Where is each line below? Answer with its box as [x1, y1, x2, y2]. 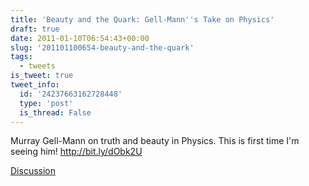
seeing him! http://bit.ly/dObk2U [10, 146, 143, 158]
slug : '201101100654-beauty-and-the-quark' [10, 42, 195, 53]
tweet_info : [10, 80, 60, 90]
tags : [10, 52, 33, 62]
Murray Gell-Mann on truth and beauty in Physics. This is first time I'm [10, 135, 300, 147]
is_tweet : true [10, 71, 74, 81]
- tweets [19, 61, 56, 71]
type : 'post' [19, 98, 74, 108]
